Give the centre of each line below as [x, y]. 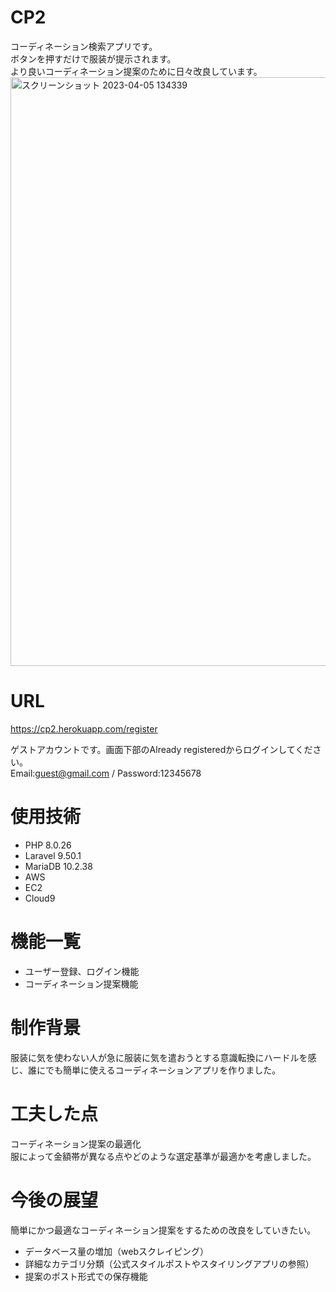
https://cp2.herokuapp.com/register [84, 728]
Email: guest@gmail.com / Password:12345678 [106, 773]
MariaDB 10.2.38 [58, 866]
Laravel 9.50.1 [53, 855]
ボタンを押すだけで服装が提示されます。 [93, 58]
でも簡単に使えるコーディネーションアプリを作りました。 [163, 1070]
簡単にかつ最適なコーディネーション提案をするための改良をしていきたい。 [163, 1230]
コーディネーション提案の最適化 [76, 1143]
